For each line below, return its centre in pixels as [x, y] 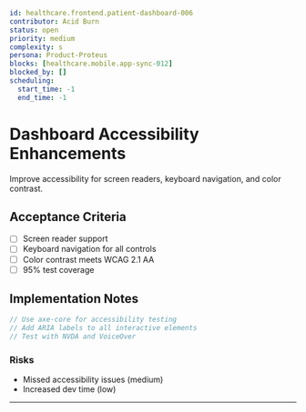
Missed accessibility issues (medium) [93, 380]
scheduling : [32, 81]
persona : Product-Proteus [58, 55]
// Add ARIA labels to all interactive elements [103, 328]
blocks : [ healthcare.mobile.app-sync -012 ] [91, 64]
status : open [34, 30]
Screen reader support [65, 239]
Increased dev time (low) [69, 389]
